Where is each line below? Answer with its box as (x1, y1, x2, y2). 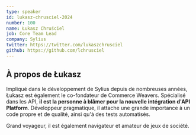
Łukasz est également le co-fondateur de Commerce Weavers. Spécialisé (6, 92, 186, 99)
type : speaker (6, 8, 41, 15)
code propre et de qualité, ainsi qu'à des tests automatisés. (6, 111, 151, 118)
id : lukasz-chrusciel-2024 (6, 14, 73, 20)
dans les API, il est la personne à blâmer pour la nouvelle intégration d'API (6, 98, 191, 105)
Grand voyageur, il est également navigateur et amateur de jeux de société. (6, 122, 189, 129)
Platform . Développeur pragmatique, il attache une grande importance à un (6, 104, 191, 111)
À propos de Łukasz (6, 70, 82, 80)
